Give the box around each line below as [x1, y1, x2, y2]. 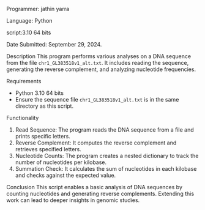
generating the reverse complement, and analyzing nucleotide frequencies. [6, 66, 196, 73]
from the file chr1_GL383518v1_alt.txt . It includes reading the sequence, [6, 59, 189, 66]
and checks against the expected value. [15, 171, 116, 179]
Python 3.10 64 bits [15, 89, 64, 97]
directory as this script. [15, 102, 74, 110]
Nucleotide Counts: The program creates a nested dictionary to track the [15, 152, 199, 159]
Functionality [6, 114, 39, 121]
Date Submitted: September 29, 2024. [6, 41, 102, 48]
